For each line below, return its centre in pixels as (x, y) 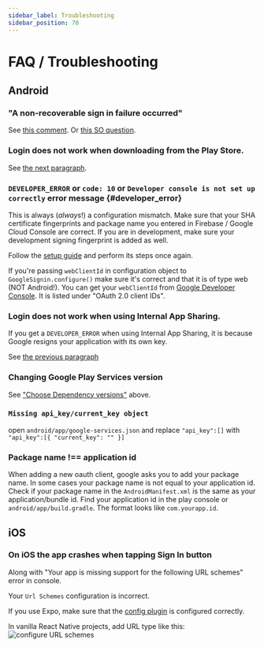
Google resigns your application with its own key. (88, 342)
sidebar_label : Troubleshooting (61, 15)
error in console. (35, 580)
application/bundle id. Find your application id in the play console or (118, 500)
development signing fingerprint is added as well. (88, 240)
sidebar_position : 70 (44, 23)
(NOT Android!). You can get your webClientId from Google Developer (122, 287)
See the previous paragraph (54, 357)
